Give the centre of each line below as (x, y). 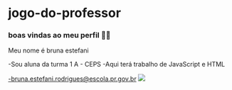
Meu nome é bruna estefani (48, 50)
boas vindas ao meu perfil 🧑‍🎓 (59, 35)
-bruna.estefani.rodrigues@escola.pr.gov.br (73, 79)
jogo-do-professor (65, 13)
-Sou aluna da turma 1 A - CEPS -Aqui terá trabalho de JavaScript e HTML (117, 64)
